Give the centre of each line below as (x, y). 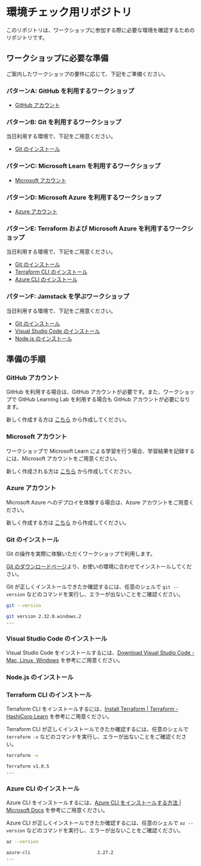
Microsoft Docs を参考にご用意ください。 (57, 810)
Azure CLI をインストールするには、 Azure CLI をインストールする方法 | (94, 803)
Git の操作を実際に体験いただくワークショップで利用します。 (81, 554)
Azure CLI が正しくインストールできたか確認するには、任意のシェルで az (96, 823)
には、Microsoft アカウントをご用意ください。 (63, 458)
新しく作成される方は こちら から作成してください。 (71, 471)
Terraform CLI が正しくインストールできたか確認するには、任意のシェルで (98, 729)
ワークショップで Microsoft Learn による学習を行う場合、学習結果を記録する (100, 451)
